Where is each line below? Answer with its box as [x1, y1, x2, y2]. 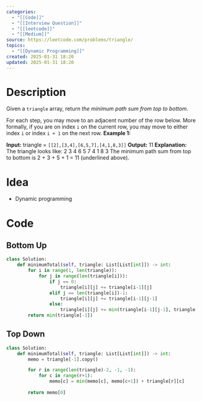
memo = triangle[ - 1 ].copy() [28, 356, 98, 362]
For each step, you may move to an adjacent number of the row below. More [6, 117, 196, 124]
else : [49, 301, 63, 308]
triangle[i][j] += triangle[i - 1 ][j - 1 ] [60, 295, 158, 302]
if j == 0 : [49, 279, 77, 285]
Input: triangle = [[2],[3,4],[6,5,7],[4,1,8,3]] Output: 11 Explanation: [6, 141, 187, 148]
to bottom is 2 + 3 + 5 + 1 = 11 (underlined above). [6, 154, 130, 162]
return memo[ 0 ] [28, 390, 66, 396]
